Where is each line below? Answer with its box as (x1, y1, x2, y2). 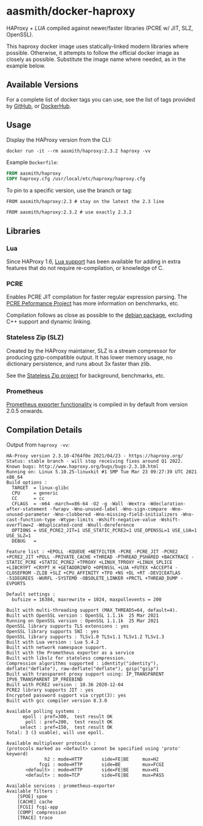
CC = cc (12, 495, 45, 501)
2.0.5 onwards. (6, 407, 44, 414)
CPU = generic (12, 490, 59, 496)
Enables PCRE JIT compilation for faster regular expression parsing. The (6, 293, 187, 300)
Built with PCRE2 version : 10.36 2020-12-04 (6, 681, 123, 688)
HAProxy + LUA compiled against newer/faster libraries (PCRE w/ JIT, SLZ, (6, 24, 193, 32)
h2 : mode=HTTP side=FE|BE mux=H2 (44, 756, 159, 762)
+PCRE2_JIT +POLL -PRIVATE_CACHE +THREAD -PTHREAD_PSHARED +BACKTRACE (6, 554, 189, 560)
